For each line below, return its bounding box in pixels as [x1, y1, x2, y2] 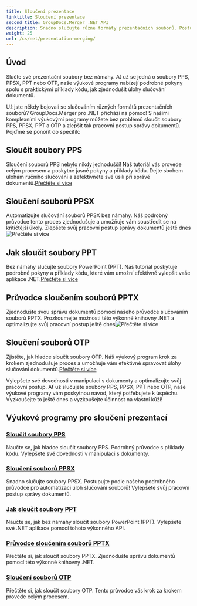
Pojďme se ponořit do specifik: [6, 128, 81, 135]
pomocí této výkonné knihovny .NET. [6, 558, 95, 566]
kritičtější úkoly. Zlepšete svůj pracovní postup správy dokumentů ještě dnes [6, 224, 191, 232]
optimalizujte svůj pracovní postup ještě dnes [6, 321, 116, 328]
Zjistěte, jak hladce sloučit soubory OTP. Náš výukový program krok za [6, 353, 177, 360]
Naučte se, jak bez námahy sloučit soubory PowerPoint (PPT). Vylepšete [6, 519, 182, 526]
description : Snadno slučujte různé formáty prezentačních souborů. [6, 25, 177, 31]
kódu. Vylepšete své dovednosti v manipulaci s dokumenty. [6, 450, 150, 457]
